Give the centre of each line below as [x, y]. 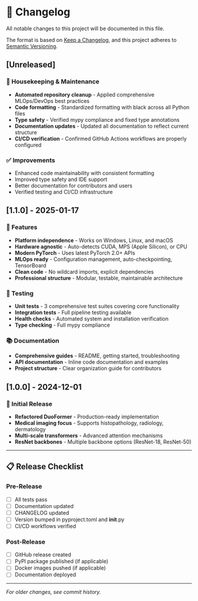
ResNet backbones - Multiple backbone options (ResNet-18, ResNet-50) [103, 442]
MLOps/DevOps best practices [52, 101]
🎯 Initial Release [29, 403]
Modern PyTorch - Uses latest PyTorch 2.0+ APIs [75, 253]
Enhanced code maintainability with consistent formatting [84, 173]
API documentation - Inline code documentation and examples [91, 362]
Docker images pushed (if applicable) [60, 568]
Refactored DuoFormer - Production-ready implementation [87, 416]
